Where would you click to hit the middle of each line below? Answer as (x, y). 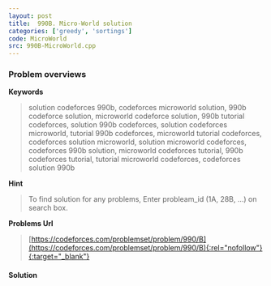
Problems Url (31, 224)
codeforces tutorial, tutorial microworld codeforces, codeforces (134, 160)
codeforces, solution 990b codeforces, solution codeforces (128, 125)
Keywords (26, 92)
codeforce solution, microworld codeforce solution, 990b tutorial (136, 116)
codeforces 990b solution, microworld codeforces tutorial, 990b (135, 151)
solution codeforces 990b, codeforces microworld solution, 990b (137, 108)
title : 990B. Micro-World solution (70, 23)
